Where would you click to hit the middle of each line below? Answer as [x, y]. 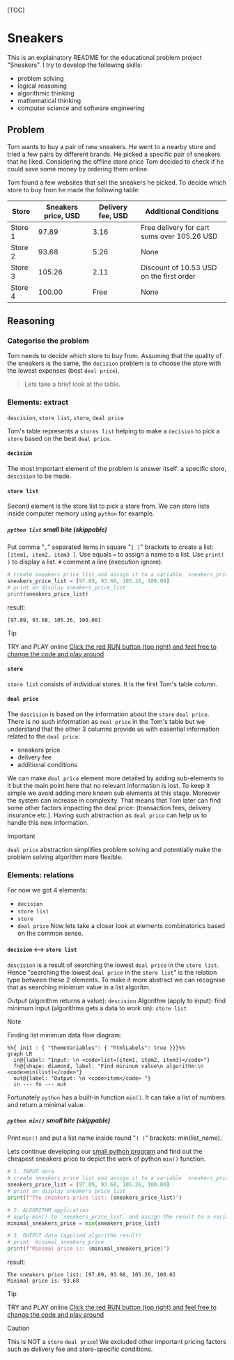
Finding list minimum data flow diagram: [64, 1035]
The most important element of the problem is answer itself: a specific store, [117, 468]
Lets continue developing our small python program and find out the [105, 1152]
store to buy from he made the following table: [74, 190]
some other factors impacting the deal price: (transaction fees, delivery [109, 808]
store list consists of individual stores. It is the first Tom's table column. [112, 684]
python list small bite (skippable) [57, 530]
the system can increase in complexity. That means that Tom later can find [114, 801]
